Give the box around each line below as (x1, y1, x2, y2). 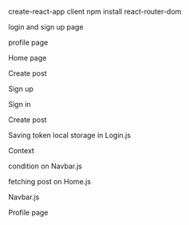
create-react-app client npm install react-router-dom (8, 7, 182, 16)
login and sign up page (8, 22, 84, 31)
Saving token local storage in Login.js (8, 131, 132, 140)
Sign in (8, 100, 31, 109)
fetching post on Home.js (8, 177, 92, 186)
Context (8, 146, 34, 155)
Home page (8, 53, 47, 62)
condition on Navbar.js (8, 161, 82, 171)
